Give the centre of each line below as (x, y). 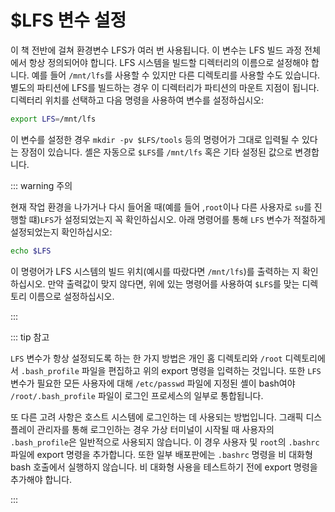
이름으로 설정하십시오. (71, 296)
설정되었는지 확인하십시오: (61, 232)
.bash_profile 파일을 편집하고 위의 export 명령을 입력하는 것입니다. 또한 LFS (171, 370)
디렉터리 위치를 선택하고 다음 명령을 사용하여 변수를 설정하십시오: (137, 100)
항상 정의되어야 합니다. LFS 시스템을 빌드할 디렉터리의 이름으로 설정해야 (168, 62)
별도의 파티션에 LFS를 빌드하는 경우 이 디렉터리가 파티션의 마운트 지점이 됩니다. (165, 87)
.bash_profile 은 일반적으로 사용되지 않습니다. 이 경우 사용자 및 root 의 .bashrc (165, 442)
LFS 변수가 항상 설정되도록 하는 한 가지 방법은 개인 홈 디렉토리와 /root (146, 358)
